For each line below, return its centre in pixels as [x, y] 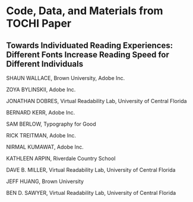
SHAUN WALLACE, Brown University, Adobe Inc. [66, 78]
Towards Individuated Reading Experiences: [90, 45]
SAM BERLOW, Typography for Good [51, 124]
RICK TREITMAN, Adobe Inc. [41, 135]
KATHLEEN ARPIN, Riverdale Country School [61, 158]
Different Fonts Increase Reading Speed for [88, 54]
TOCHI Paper [39, 23]
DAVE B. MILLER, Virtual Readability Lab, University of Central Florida [91, 170]
